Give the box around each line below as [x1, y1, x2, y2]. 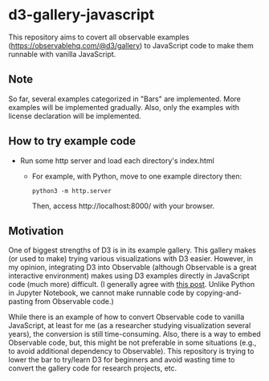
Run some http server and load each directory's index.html [19, 155, 214, 166]
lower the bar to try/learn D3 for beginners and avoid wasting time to [8, 355, 235, 365]
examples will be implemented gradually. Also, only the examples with [8, 102, 239, 112]
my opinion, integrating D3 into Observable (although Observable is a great [8, 263, 257, 272]
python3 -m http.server [31, 186, 112, 195]
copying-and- [196, 288, 243, 298]
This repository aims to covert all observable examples [8, 32, 190, 42]
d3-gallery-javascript [8, 6, 155, 24]
